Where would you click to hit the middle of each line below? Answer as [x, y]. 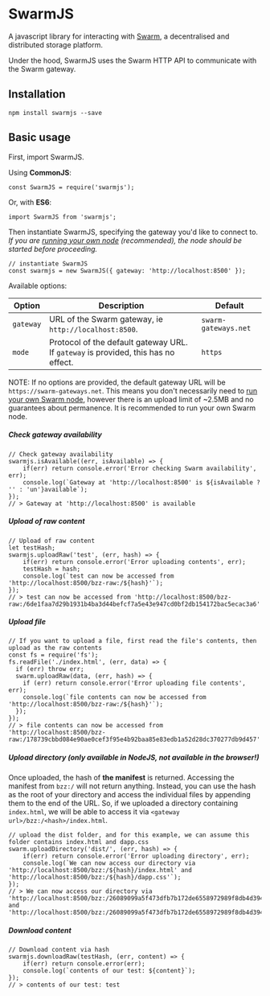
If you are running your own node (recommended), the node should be [125, 240]
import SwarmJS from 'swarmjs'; [62, 217]
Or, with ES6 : [30, 202]
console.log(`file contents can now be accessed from [115, 698]
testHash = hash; [52, 569]
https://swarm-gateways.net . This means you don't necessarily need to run [133, 390]
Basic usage [39, 138]
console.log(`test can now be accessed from [98, 576]
